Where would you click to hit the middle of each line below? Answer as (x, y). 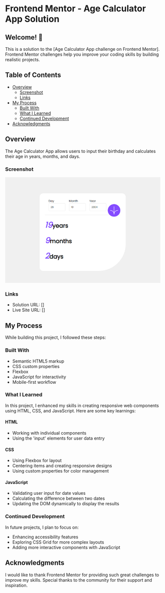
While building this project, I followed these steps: (56, 337)
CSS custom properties (36, 366)
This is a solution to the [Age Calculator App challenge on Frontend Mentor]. (82, 49)
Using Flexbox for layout (37, 461)
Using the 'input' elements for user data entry (58, 438)
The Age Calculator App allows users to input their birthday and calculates (81, 151)
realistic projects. (23, 59)
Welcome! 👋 (24, 37)
